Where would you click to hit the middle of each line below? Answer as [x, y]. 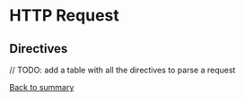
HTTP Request [64, 16]
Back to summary [42, 87]
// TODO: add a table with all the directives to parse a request [122, 70]
